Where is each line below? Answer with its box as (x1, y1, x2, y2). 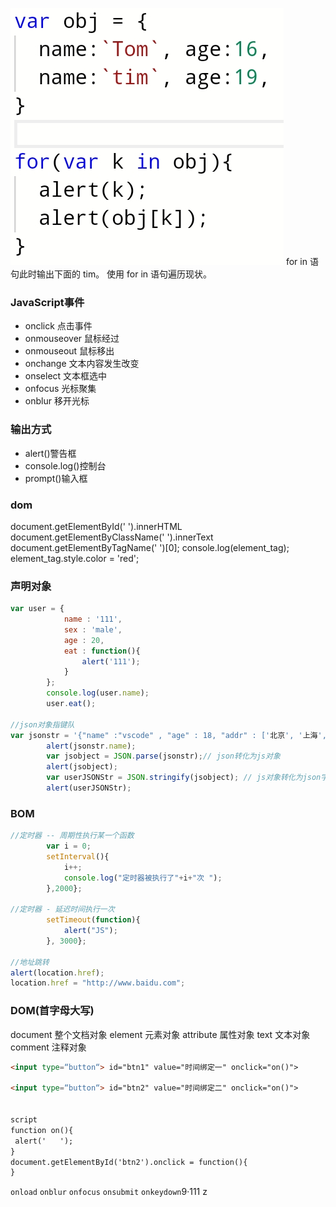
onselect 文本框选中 (24, 370, 108, 382)
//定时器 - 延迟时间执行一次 (10, 904, 115, 915)
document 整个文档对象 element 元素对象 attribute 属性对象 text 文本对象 (10, 1028, 311, 1040)
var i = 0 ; (46, 841, 92, 852)
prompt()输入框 (24, 472, 88, 484)
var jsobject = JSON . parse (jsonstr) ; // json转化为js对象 (46, 751, 281, 762)
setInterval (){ (46, 851, 110, 862)
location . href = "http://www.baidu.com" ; (10, 978, 186, 988)
